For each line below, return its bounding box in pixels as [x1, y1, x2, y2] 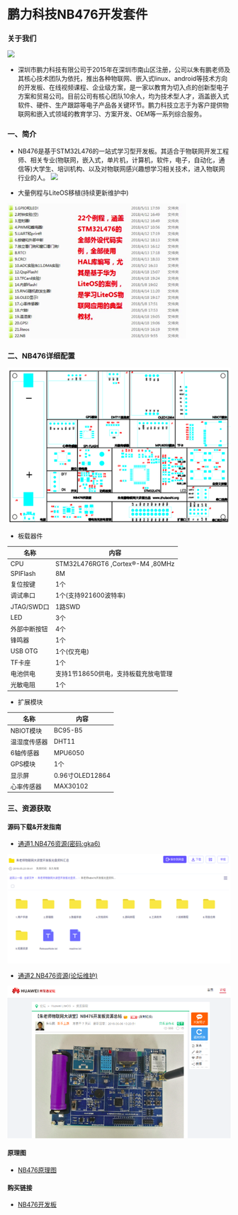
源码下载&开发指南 [7, 823, 62, 831]
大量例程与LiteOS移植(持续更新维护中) [17, 188, 129, 197]
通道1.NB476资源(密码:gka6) [17, 840, 101, 848]
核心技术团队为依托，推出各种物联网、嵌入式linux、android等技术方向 [23, 74, 228, 83]
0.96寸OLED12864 [54, 771, 111, 779]
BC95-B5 [54, 726, 83, 735]
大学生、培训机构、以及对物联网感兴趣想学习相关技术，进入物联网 [32, 164, 225, 173]
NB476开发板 [17, 1200, 57, 1209]
